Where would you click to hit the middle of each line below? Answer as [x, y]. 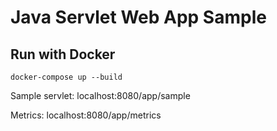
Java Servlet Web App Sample [138, 17]
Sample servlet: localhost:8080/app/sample [100, 95]
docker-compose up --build [66, 77]
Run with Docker [63, 54]
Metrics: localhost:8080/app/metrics [86, 115]
